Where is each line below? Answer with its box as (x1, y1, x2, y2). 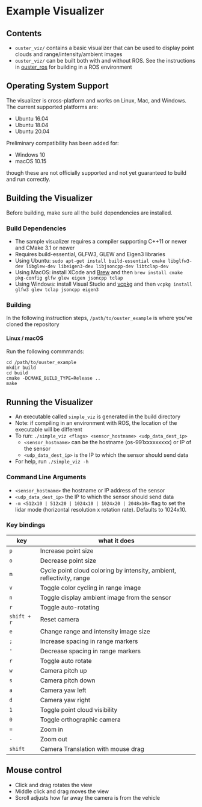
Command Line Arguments (6, 473, 87, 482)
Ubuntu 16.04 (14, 115, 49, 122)
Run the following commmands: (6, 348, 85, 355)
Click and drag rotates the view (14, 781, 93, 788)
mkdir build (6, 365, 36, 371)
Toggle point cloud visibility (40, 705, 118, 714)
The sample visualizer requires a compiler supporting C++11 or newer (14, 237, 188, 245)
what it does (98, 536, 135, 545)
